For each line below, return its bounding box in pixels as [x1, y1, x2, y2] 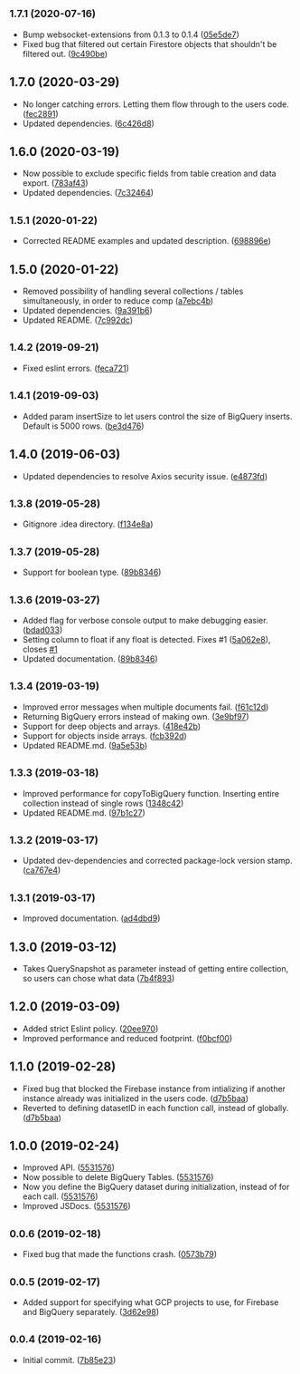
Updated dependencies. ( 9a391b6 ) [22, 305, 154, 316]
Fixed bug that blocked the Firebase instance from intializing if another [22, 1083, 286, 1094]
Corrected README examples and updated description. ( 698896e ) [22, 236, 271, 247]
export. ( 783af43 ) [22, 178, 89, 189]
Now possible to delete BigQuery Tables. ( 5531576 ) [22, 1172, 214, 1183]
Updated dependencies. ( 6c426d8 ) [22, 118, 155, 129]
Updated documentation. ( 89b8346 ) [22, 653, 158, 664]
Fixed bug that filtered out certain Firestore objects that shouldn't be [22, 38, 277, 49]
